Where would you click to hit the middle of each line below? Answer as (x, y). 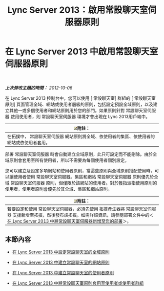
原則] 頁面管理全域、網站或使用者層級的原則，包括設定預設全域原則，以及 (79, 104)
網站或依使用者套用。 (29, 142)
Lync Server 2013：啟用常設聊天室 (78, 10)
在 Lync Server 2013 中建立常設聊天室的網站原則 (61, 263)
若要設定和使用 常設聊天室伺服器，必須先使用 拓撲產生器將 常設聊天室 (77, 209)
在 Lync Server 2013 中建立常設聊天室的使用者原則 (63, 273)
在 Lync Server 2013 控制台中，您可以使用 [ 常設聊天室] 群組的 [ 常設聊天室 (81, 98)
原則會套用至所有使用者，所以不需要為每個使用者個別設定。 (69, 160)
